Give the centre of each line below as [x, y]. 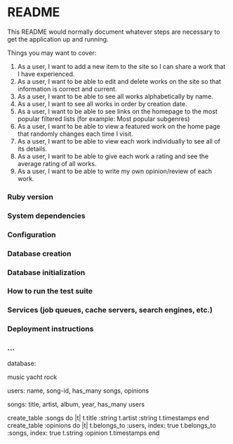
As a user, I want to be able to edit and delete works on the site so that [119, 81]
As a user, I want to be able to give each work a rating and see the [113, 156]
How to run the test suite [50, 291]
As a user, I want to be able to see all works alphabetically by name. [115, 96]
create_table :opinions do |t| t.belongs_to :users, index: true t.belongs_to [112, 425]
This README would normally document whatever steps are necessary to [114, 32]
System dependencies [46, 215]
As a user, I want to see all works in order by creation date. [102, 103]
